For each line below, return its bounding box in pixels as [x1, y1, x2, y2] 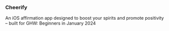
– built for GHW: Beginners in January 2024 [5, 20, 96, 26]
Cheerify [5, 4, 28, 11]
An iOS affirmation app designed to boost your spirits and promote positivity [5, 15, 164, 21]
